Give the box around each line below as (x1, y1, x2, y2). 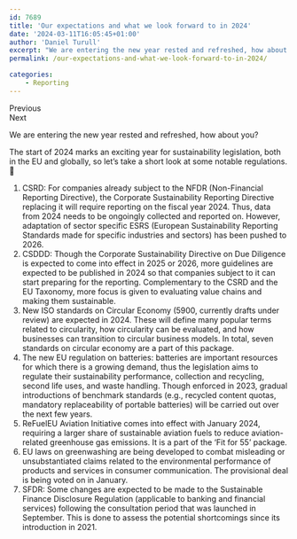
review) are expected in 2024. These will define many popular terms (21, 314, 272, 324)
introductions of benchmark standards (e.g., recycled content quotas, (21, 389, 277, 400)
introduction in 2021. (21, 521, 98, 532)
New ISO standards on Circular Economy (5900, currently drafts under (21, 305, 280, 316)
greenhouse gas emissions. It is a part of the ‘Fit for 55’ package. (50, 436, 288, 448)
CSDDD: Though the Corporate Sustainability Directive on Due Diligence (21, 248, 286, 259)
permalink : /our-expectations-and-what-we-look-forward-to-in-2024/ (9, 54, 268, 63)
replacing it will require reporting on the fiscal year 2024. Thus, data (21, 201, 271, 212)
